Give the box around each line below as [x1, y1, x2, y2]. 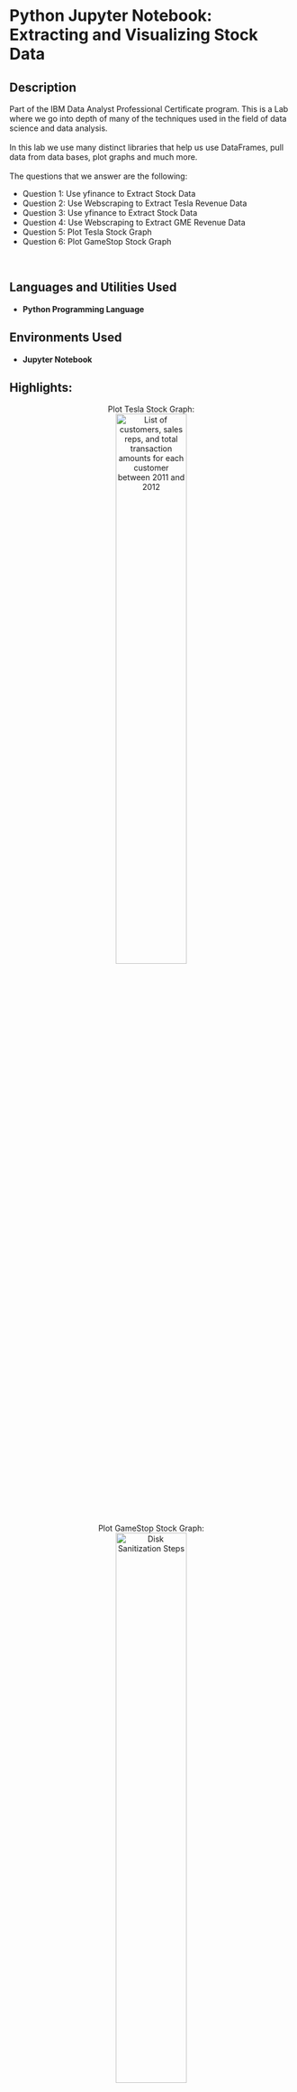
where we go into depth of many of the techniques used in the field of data [9, 114, 287, 124]
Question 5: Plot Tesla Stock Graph [22, 227, 152, 237]
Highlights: [9, 380, 73, 395]
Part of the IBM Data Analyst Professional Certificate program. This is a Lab [9, 104, 289, 114]
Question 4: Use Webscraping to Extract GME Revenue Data [22, 218, 246, 227]
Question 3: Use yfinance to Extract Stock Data [22, 208, 198, 218]
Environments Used [9, 330, 122, 346]
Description [9, 79, 76, 95]
